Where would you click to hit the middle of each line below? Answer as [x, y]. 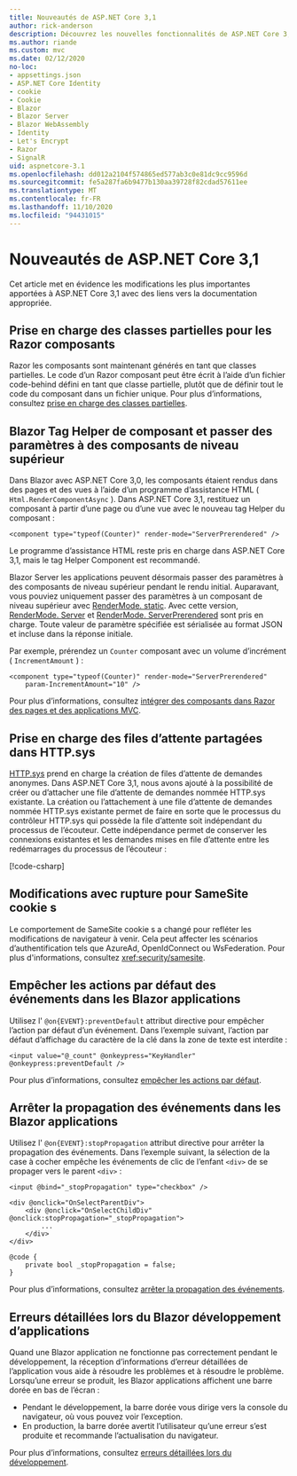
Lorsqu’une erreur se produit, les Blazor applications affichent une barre [141, 1381]
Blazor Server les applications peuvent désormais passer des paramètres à [146, 577]
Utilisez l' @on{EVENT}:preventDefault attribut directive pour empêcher [137, 1020]
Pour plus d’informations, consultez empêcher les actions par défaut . [135, 1080]
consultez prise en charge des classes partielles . [98, 404]
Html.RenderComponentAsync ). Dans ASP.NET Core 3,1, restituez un [130, 499]
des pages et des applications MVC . [75, 711]
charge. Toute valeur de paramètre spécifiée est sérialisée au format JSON [146, 624]
